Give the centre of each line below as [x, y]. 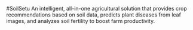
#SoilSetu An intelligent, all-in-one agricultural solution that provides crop [96, 9]
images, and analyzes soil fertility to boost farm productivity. [81, 21]
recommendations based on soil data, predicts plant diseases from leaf [94, 15]
